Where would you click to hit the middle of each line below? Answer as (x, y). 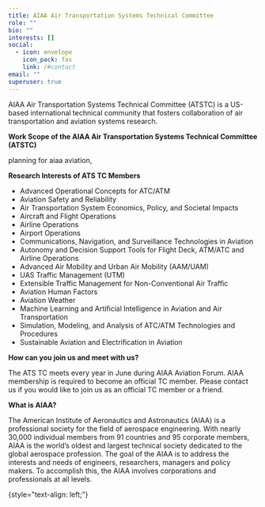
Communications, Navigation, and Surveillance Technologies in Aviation (136, 241)
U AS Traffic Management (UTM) (72, 274)
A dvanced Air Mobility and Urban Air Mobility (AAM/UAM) (114, 267)
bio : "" (21, 30)
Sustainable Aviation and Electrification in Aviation (101, 342)
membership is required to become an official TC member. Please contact (128, 381)
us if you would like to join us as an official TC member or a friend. (116, 389)
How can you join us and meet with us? (74, 358)
